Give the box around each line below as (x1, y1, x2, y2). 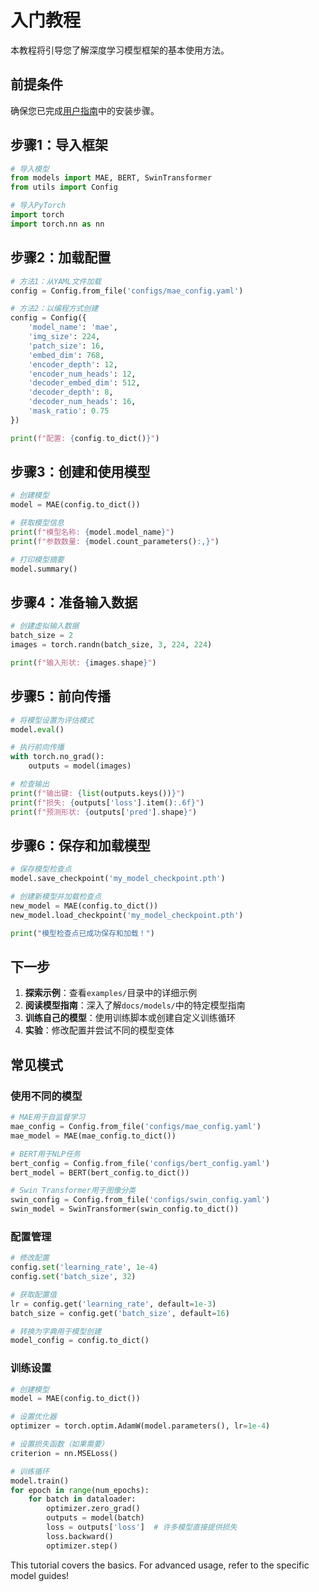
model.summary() (10, 564, 78, 574)
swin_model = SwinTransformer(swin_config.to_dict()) (10, 1204, 240, 1215)
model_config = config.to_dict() (10, 1336, 150, 1346)
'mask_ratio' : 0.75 (28, 406, 110, 416)
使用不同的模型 (10, 1089, 83, 1103)
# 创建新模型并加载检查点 (10, 892, 102, 902)
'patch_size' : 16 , (28, 341, 105, 351)
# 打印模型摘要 (10, 554, 65, 565)
